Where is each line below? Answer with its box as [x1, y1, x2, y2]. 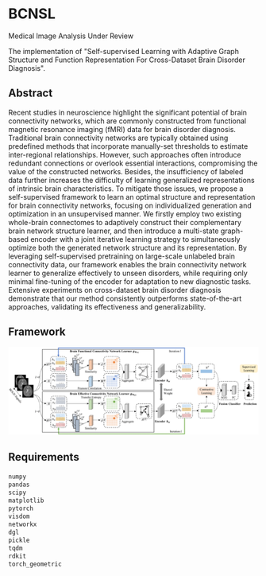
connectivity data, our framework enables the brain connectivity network [8, 259, 247, 269]
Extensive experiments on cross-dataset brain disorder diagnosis [8, 285, 222, 294]
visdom [8, 512, 30, 520]
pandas [8, 481, 30, 488]
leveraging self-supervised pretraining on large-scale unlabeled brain [8, 251, 236, 261]
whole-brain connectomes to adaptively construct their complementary [8, 217, 242, 227]
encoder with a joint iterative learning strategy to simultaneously [30, 234, 241, 243]
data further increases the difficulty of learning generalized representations [8, 175, 256, 185]
